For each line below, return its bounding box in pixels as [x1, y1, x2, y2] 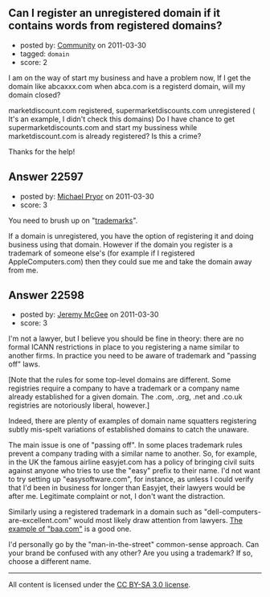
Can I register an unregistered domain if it [8, 6, 221, 20]
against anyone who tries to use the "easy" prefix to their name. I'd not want [8, 466, 261, 476]
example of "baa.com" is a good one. [8, 524, 132, 534]
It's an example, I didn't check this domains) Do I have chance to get [8, 114, 235, 124]
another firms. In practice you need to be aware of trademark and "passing [8, 351, 257, 361]
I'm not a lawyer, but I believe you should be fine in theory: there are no [8, 333, 244, 344]
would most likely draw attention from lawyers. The [73, 516, 243, 525]
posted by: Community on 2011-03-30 [19, 40, 147, 50]
